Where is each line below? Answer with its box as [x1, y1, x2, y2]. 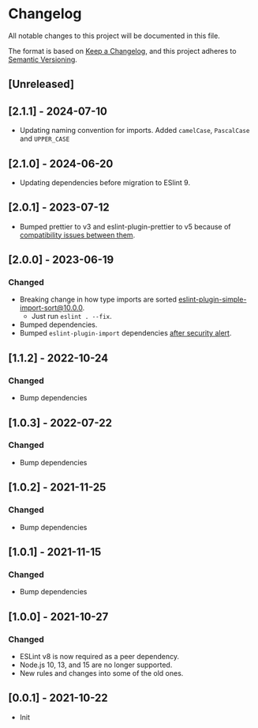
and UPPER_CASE [19, 134, 70, 143]
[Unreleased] [8, 78, 75, 91]
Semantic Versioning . [8, 55, 77, 64]
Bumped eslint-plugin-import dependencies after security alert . [19, 328, 232, 338]
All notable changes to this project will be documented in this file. [8, 31, 221, 40]
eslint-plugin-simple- [178, 294, 247, 305]
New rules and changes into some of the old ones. [19, 668, 184, 677]
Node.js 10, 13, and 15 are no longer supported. [19, 660, 173, 669]
